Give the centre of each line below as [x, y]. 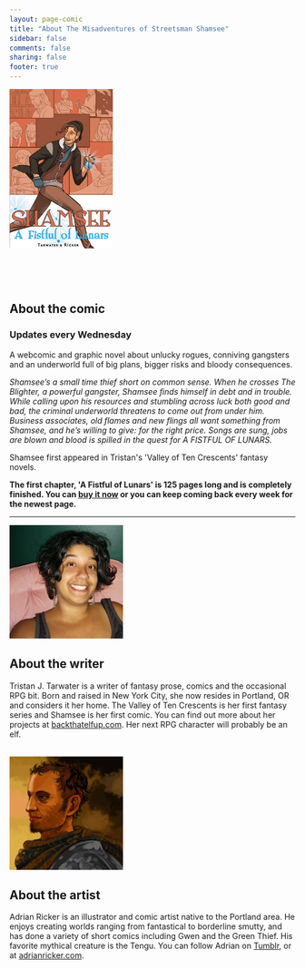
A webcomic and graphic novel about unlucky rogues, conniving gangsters [150, 355]
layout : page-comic [46, 19]
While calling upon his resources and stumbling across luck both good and [150, 401]
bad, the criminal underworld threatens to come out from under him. [137, 411]
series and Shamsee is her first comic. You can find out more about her [143, 715]
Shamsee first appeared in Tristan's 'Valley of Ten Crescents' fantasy [139, 457]
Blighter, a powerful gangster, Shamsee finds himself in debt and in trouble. [151, 391]
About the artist [55, 895]
